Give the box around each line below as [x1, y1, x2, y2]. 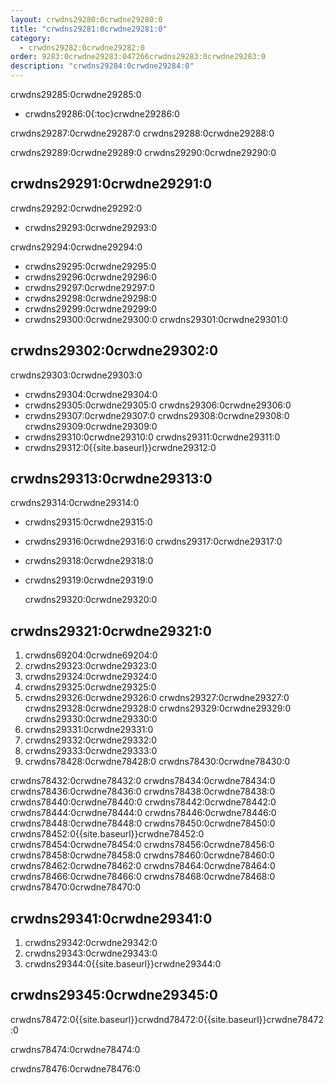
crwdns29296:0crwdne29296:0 [24, 271, 158, 283]
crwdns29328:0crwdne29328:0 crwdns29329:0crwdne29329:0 [24, 702, 292, 715]
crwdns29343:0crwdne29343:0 [24, 947, 158, 960]
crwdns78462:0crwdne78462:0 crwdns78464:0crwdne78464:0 [10, 860, 276, 872]
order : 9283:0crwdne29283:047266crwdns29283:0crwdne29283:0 [10, 52, 267, 62]
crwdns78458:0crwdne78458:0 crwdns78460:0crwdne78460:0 [10, 849, 275, 861]
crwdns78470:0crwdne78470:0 [10, 881, 142, 893]
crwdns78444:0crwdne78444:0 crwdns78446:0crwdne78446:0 [10, 807, 277, 819]
